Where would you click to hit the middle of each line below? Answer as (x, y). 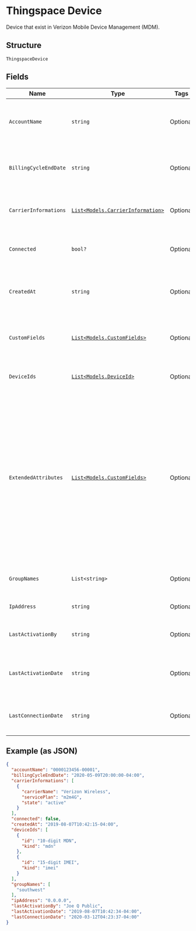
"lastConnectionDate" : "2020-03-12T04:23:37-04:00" (76, 917)
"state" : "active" (44, 803)
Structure (24, 45)
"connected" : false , (36, 819)
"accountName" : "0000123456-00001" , (56, 770)
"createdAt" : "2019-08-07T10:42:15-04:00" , (65, 824)
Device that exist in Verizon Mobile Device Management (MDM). (83, 27)
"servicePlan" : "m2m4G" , (52, 797)
